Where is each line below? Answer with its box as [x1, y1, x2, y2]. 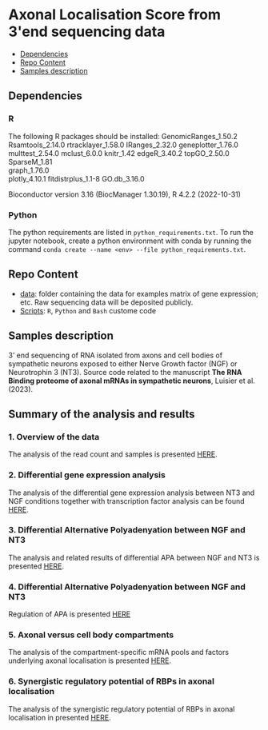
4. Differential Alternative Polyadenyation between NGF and [8, 581, 246, 592]
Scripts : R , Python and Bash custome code [19, 305, 157, 315]
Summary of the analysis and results [8, 407, 195, 421]
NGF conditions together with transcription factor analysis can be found [8, 496, 246, 505]
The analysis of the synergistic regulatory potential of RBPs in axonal [8, 704, 235, 713]
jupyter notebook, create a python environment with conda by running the [8, 236, 252, 245]
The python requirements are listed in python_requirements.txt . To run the [8, 227, 254, 237]
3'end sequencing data [8, 22, 166, 41]
